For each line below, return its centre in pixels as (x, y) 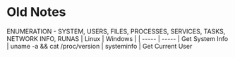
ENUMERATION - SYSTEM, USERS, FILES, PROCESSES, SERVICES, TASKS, (116, 31)
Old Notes (36, 12)
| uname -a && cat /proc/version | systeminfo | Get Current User (100, 46)
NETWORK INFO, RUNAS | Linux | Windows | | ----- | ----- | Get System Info (117, 38)
